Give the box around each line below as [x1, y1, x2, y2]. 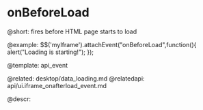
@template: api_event [7, 61, 68, 69]
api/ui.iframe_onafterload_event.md [7, 81, 107, 90]
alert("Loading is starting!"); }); [7, 48, 94, 56]
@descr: [7, 94, 31, 103]
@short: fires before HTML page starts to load [7, 27, 137, 36]
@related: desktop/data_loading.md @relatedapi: [7, 74, 145, 83]
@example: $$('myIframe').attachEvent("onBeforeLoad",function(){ [7, 40, 197, 49]
